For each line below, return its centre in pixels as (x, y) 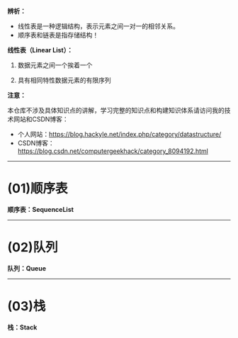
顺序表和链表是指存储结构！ (58, 35)
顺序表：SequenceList (41, 209)
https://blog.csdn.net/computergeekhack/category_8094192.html (113, 151)
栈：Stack (22, 327)
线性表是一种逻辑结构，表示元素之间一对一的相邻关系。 (98, 26)
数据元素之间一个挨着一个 (55, 65)
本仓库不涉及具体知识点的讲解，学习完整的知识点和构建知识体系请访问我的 (116, 110)
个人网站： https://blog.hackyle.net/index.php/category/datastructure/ (119, 134)
